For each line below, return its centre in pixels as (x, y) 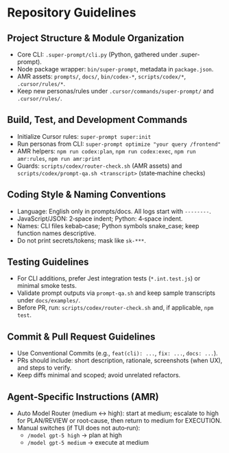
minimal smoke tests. (47, 286)
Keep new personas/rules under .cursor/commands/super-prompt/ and (115, 91)
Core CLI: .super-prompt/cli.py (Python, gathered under (97, 54)
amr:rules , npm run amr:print (59, 158)
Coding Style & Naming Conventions (86, 195)
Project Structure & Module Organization (96, 38)
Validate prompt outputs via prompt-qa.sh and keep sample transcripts (116, 293)
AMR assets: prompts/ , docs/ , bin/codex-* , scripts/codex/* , (101, 76)
